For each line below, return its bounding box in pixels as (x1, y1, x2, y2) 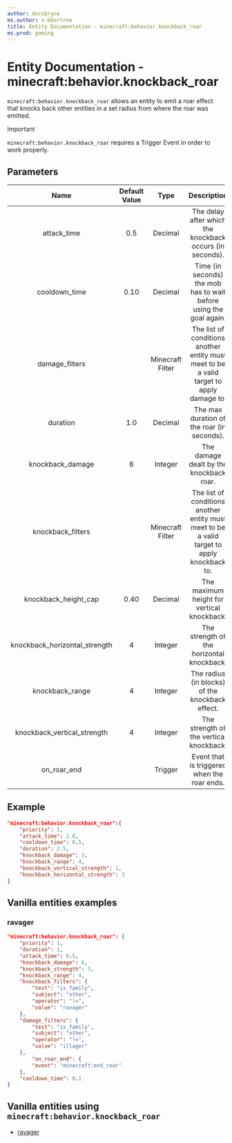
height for (192, 595, 224, 604)
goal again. (190, 313, 226, 323)
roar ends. (191, 778, 225, 787)
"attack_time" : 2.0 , (19, 832, 79, 840)
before (197, 296, 219, 305)
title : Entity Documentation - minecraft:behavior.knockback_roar (7, 23, 202, 30)
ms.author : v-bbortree (7, 17, 72, 24)
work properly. (7, 146, 49, 154)
